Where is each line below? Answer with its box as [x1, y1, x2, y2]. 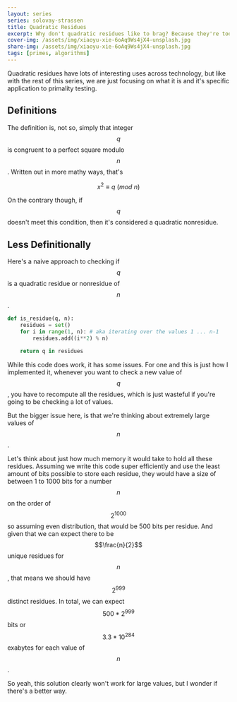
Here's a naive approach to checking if [7, 257, 120, 266]
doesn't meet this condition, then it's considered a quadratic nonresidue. [7, 218, 219, 227]
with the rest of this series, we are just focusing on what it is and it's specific [7, 76, 230, 85]
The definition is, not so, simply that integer [7, 123, 134, 131]
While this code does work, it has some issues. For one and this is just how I [7, 360, 229, 369]
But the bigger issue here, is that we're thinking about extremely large [7, 411, 210, 420]
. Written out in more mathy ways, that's [7, 167, 123, 176]
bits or [7, 620, 26, 629]
